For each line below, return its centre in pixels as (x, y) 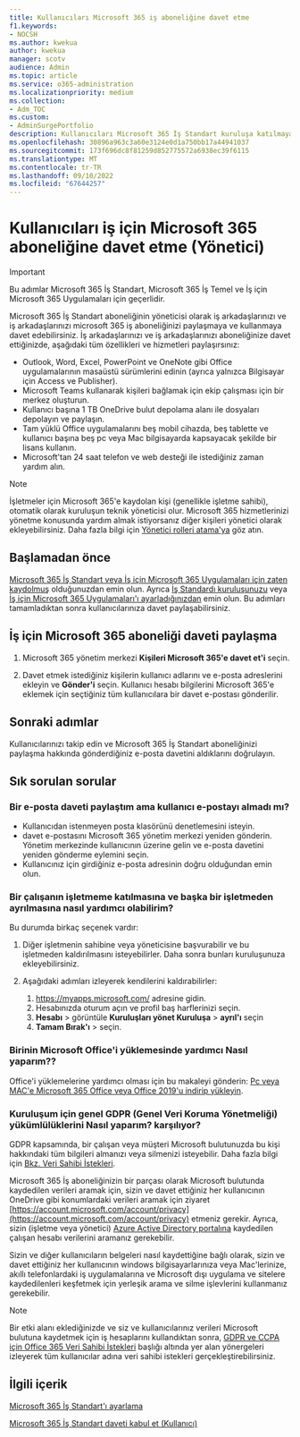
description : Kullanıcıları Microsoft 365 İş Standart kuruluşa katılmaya (151, 134)
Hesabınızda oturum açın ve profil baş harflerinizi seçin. (138, 1008)
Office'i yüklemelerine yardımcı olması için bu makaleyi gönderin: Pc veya (144, 1081)
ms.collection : (37, 101)
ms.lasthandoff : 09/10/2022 (62, 175)
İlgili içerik (38, 1385)
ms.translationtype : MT (54, 159)
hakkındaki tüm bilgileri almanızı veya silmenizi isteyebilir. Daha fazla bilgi (144, 1154)
